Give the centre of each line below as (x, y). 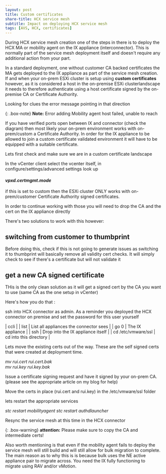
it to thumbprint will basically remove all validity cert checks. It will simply (80, 254)
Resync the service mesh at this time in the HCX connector (65, 420)
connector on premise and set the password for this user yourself (72, 317)
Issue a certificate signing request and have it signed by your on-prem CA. (81, 377)
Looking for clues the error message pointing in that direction (68, 104)
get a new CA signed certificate (55, 275)
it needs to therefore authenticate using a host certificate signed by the (78, 89)
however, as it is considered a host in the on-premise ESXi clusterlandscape (83, 84)
